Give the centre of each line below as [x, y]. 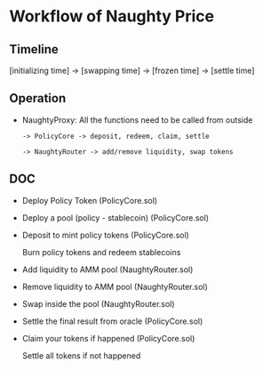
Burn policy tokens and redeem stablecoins [101, 252]
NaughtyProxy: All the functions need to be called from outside [137, 120]
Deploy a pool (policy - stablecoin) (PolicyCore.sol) [116, 217]
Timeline [34, 49]
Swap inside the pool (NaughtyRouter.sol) [98, 303]
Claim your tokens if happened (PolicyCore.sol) [108, 338]
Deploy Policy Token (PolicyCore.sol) [90, 200]
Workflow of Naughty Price [112, 16]
